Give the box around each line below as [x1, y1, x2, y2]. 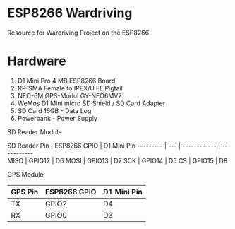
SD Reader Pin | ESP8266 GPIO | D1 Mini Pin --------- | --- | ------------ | [7, 141, 221, 150]
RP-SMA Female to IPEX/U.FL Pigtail [17, 83, 123, 93]
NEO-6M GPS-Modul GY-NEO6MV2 [17, 91, 122, 100]
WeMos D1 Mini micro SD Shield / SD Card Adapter [17, 99, 166, 107]
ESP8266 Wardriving [7, 5, 133, 21]
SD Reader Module [7, 127, 62, 136]
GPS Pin [11, 187, 39, 196]
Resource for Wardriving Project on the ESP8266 [7, 28, 150, 37]
